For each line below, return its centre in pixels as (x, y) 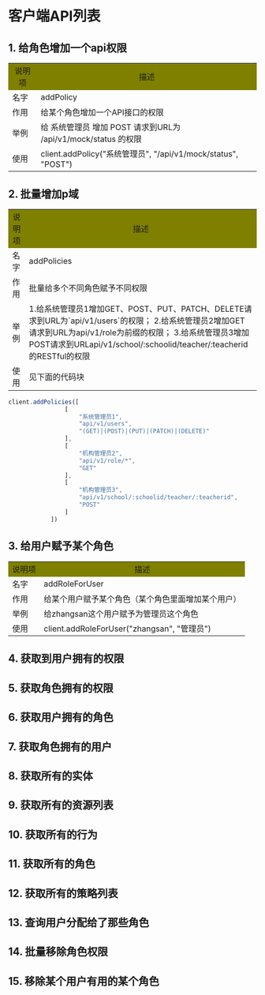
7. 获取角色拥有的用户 (60, 747)
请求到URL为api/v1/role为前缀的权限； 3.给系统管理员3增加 (139, 332)
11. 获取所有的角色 (52, 864)
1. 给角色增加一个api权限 (68, 48)
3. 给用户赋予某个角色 (61, 546)
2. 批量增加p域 (43, 194)
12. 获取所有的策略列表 (63, 893)
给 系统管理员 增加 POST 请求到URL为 (111, 127)
